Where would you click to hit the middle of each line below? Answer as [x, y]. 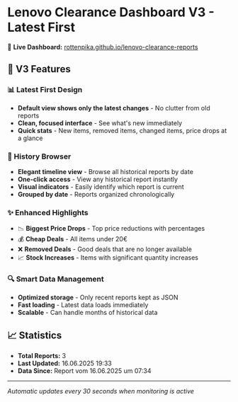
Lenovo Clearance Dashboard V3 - [111, 12]
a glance [30, 138]
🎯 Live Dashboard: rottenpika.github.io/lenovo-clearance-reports [103, 47]
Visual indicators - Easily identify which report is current [101, 186]
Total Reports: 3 [41, 356]
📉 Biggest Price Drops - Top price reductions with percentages [111, 229]
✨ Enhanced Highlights [48, 212]
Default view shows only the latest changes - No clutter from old [114, 108]
